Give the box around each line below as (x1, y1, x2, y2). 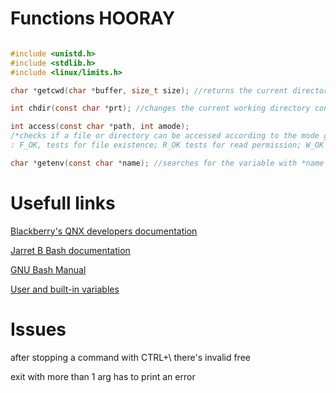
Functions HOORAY (10, 7, 176, 30)
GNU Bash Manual (10, 263, 87, 276)
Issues (10, 318, 67, 341)
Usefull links (10, 192, 116, 214)
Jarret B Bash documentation (10, 244, 131, 256)
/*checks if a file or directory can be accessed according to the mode (10, 131, 320, 141)
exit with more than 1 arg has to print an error (10, 370, 196, 382)
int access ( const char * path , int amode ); (10, 122, 190, 132)
